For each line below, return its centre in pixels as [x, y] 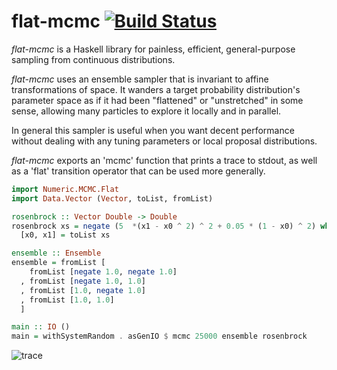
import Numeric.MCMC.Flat [65, 189]
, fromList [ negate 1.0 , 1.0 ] [83, 281]
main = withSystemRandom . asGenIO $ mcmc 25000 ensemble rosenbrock [159, 336]
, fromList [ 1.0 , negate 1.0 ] [83, 290]
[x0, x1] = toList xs [65, 235]
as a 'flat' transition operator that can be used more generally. [138, 171]
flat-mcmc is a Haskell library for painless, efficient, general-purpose [153, 49]
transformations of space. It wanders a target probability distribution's [156, 89]
